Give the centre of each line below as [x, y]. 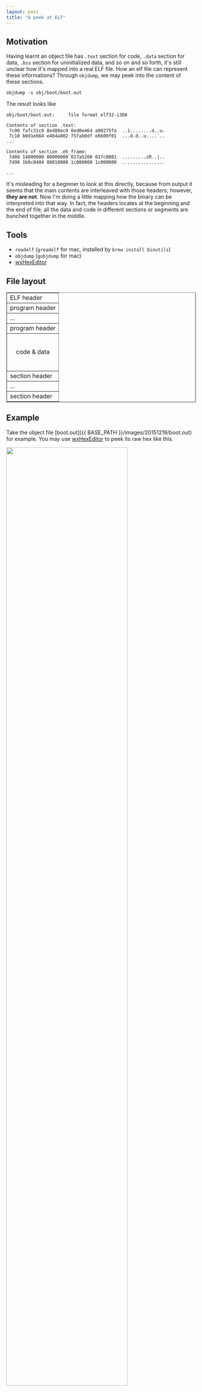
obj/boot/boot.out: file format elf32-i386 [67, 115]
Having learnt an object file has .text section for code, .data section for [96, 56]
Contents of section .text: [41, 126]
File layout [26, 281]
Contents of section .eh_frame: [47, 152]
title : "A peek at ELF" [36, 17]
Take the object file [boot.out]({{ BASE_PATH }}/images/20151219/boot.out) [99, 432]
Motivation [27, 42]
